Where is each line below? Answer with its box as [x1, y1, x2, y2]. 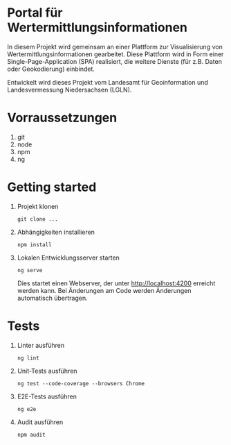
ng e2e [17, 405, 37, 412]
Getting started [7, 179, 97, 195]
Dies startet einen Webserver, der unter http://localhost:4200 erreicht [17, 279, 216, 287]
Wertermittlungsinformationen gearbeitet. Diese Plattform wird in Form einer [7, 50, 224, 58]
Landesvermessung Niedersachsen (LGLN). [7, 85, 132, 94]
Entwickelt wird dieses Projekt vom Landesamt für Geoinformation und [7, 78, 209, 86]
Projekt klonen [17, 202, 59, 210]
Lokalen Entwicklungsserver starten [17, 253, 120, 262]
